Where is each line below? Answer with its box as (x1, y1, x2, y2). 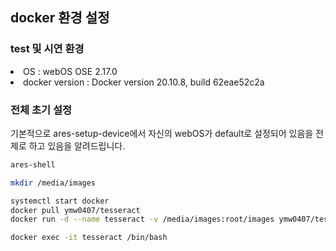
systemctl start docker (10, 196, 110, 206)
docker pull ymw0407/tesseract (10, 205, 141, 215)
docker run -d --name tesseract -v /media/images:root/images (10, 214, 275, 225)
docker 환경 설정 (10, 9, 110, 27)
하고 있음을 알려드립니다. (28, 139, 126, 152)
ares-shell (10, 159, 56, 170)
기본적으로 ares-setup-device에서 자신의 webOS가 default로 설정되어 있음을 (10, 127, 314, 139)
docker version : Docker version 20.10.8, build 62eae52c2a (23, 76, 265, 88)
